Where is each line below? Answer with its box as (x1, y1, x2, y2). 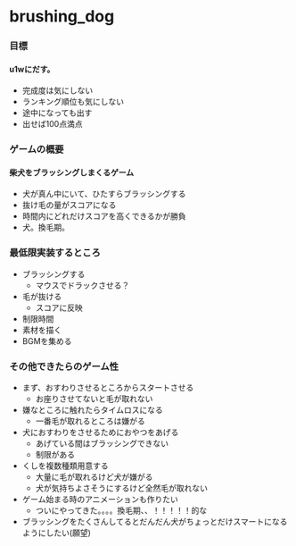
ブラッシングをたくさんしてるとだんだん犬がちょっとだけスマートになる (21, 517, 288, 527)
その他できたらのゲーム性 (9, 360, 119, 373)
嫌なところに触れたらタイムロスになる (21, 405, 163, 416)
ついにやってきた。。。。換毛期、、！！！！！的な (35, 505, 208, 516)
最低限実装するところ (9, 247, 101, 259)
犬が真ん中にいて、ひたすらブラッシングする (21, 189, 186, 199)
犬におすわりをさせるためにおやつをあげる (21, 427, 179, 438)
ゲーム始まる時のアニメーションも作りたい (21, 494, 178, 505)
